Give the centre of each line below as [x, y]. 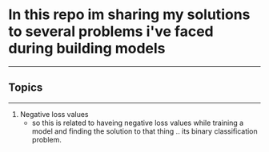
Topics [26, 88]
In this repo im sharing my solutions [129, 15]
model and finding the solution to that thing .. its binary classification [145, 131]
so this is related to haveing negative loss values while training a [138, 123]
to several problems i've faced [111, 31]
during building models [87, 49]
